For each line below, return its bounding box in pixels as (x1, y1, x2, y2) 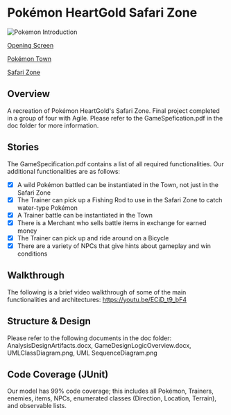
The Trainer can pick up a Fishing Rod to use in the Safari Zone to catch (17, 195, 223, 204)
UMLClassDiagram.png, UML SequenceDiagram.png (7, 348, 157, 357)
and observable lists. (7, 402, 67, 410)
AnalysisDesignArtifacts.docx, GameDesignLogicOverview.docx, (7, 341, 192, 349)
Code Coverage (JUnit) (7, 369, 109, 380)
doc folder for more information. (7, 121, 99, 130)
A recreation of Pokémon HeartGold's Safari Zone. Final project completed (7, 106, 220, 115)
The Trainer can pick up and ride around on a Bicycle (17, 233, 169, 242)
